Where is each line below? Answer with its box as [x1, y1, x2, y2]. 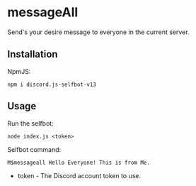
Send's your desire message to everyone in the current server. [7, 28, 190, 36]
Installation [7, 48, 58, 60]
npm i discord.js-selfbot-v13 [7, 81, 97, 88]
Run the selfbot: [7, 119, 54, 128]
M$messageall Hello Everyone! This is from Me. [7, 159, 151, 166]
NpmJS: [7, 67, 31, 75]
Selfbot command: [7, 145, 62, 153]
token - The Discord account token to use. [17, 171, 142, 180]
